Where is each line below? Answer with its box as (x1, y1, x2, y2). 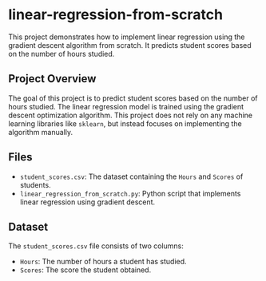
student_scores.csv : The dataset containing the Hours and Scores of (19, 172, 244, 181)
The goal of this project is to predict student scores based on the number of (8, 93, 258, 103)
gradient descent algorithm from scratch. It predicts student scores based (8, 40, 252, 49)
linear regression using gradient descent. (19, 197, 156, 207)
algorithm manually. (8, 127, 73, 137)
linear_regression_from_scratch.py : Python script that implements (19, 188, 241, 198)
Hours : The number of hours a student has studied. (19, 257, 187, 267)
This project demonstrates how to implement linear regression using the (8, 32, 245, 42)
